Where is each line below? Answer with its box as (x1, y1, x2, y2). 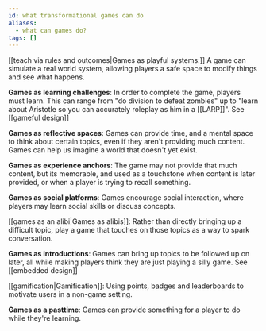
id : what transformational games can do (8, 11, 145, 20)
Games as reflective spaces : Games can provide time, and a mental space (8, 129, 254, 138)
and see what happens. (8, 72, 85, 82)
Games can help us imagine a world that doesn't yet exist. (8, 145, 198, 155)
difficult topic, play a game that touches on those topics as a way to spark (8, 225, 250, 235)
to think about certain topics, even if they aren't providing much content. (8, 137, 245, 147)
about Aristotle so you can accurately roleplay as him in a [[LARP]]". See (8, 105, 245, 114)
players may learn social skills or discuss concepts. (8, 202, 176, 211)
